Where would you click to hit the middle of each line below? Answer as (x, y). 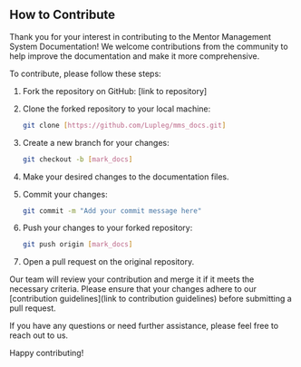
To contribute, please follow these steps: (85, 73)
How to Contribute (63, 15)
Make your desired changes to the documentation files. (126, 177)
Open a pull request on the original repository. (108, 262)
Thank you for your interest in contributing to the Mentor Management (141, 36)
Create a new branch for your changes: (96, 142)
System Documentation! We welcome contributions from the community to (149, 46)
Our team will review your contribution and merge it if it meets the (132, 279)
